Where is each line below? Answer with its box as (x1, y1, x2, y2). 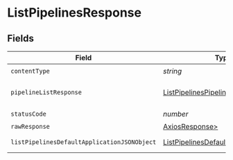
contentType (10, 67, 51, 75)
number (162, 109, 189, 118)
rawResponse (10, 123, 51, 130)
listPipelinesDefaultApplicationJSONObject (10, 139, 157, 146)
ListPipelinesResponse (7, 5, 142, 21)
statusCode (10, 109, 46, 118)
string (162, 66, 182, 75)
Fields (7, 33, 35, 44)
